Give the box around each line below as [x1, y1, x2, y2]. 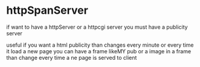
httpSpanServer [6, 4, 89, 17]
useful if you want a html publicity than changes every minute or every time [6, 41, 194, 48]
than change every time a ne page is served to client [6, 54, 137, 61]
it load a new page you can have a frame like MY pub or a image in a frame [6, 47, 192, 54]
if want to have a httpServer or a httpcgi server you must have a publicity [6, 23, 189, 31]
